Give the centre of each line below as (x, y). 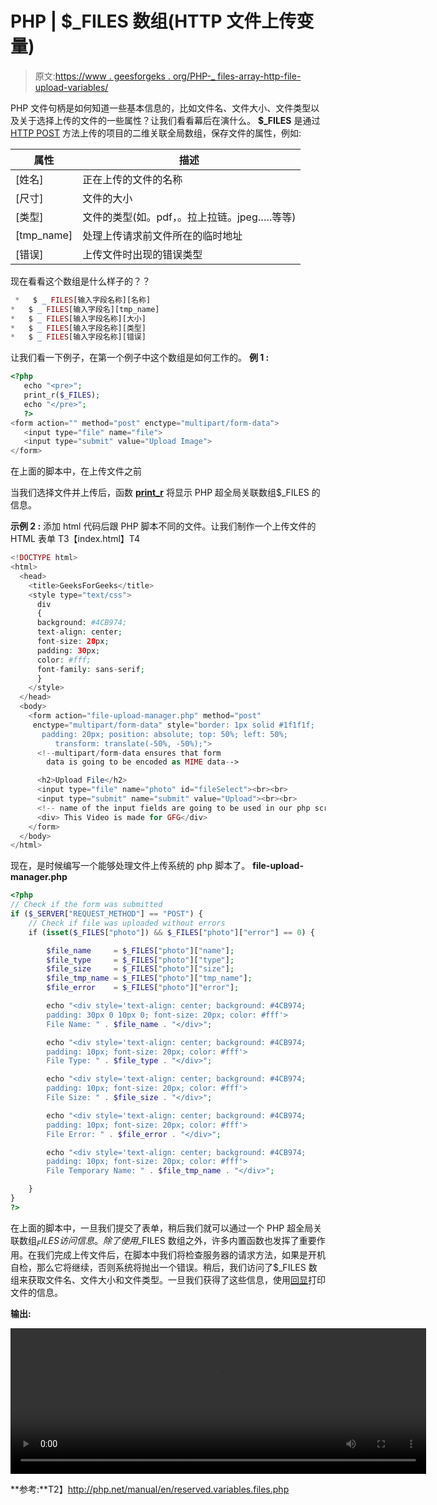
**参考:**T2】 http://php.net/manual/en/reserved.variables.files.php (150, 1489)
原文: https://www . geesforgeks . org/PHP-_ (125, 76)
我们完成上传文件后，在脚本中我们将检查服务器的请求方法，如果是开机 (181, 1254)
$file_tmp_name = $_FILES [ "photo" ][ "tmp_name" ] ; (149, 978)
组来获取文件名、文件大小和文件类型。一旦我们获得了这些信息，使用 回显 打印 (168, 1279)
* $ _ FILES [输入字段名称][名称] (83, 300)
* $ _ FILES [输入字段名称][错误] (78, 337)
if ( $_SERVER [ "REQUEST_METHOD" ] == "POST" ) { (106, 914)
